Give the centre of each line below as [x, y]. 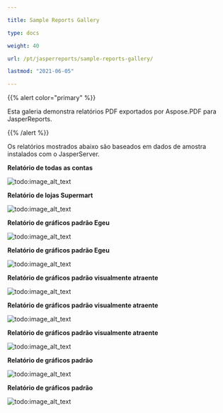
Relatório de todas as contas [50, 168]
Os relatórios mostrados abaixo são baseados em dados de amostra [107, 147]
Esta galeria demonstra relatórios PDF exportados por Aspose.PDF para [112, 111]
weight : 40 [23, 46]
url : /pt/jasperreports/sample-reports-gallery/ [80, 59]
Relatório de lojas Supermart [50, 195]
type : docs [23, 33]
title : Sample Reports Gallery [53, 20]
